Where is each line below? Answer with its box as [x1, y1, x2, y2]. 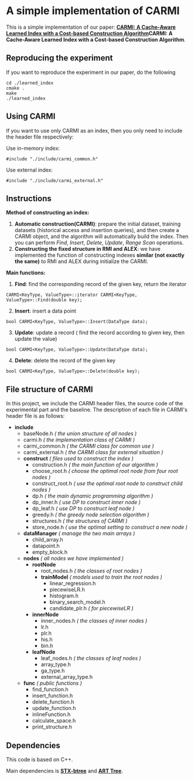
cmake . [6, 85, 25, 91]
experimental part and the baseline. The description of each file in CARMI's [6, 406, 188, 413]
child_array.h [32, 536, 63, 543]
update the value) [14, 335, 57, 342]
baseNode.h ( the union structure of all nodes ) [23, 430, 137, 437]
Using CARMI [6, 112, 56, 122]
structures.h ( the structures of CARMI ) [32, 517, 128, 525]
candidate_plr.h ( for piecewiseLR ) [49, 605, 134, 612]
